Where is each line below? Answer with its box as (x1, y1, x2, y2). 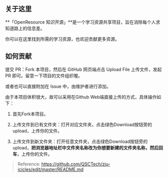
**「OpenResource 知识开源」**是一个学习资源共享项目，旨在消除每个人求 (5, 19, 160, 25)
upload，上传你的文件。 (12, 127, 63, 134)
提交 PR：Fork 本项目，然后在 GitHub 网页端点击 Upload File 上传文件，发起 (5, 66, 162, 72)
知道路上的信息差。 (5, 25, 45, 31)
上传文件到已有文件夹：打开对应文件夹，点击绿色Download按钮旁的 (12, 121, 152, 127)
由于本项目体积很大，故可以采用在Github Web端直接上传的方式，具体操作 (5, 94, 157, 100)
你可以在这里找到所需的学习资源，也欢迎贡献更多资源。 (5, 36, 119, 42)
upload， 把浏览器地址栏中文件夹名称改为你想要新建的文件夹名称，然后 (12, 144, 159, 150)
